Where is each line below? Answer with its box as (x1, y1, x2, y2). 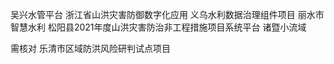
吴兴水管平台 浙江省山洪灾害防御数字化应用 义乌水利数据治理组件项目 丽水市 (10, 9, 325, 20)
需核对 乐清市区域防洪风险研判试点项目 (10, 43, 171, 54)
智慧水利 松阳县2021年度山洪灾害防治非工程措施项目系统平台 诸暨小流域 (10, 21, 307, 33)
